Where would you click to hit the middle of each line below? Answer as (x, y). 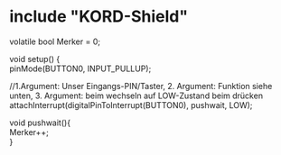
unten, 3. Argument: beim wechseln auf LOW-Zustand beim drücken (136, 96)
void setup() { (35, 59)
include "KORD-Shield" (98, 17)
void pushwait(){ (40, 123)
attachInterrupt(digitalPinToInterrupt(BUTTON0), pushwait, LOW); (131, 105)
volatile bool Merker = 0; (55, 41)
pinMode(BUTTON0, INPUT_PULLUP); (80, 68)
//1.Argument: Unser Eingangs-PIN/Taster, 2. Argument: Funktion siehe (141, 86)
